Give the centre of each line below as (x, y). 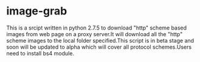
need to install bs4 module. (40, 53)
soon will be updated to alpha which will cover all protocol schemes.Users (99, 47)
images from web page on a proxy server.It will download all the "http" (95, 34)
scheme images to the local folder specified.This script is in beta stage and (100, 40)
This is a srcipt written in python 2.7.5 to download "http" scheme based (97, 28)
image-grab (37, 11)
